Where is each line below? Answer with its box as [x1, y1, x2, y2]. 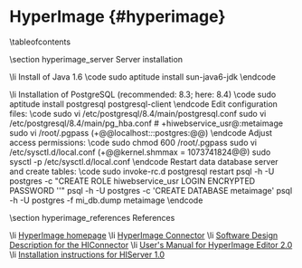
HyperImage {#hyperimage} [9, 6, 226, 27]
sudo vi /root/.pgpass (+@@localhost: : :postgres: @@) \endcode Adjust [9, 127, 273, 138]
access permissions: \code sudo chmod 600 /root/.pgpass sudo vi [9, 137, 258, 148]
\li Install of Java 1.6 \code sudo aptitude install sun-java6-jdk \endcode [9, 71, 277, 82]
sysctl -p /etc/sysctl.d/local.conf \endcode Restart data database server [9, 156, 278, 167]
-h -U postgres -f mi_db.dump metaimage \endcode [9, 195, 203, 206]
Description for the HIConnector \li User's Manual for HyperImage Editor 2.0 [9, 239, 293, 250]
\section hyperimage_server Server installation [9, 53, 184, 64]
